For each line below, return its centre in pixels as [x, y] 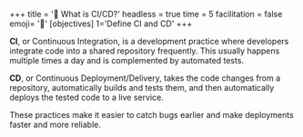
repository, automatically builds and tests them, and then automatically [142, 88]
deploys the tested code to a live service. [86, 97]
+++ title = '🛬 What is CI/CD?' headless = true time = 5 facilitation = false [146, 14]
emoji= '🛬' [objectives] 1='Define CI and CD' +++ [101, 24]
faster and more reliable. [56, 124]
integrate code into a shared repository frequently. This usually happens [145, 51]
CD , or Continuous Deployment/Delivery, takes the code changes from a [145, 78]
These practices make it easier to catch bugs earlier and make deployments [151, 115]
